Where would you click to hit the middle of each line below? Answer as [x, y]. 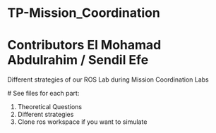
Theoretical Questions [50, 107]
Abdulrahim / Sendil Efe [78, 60]
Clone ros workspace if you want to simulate [82, 122]
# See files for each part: [43, 94]
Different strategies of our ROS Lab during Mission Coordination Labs [108, 80]
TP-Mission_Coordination [84, 13]
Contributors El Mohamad [84, 45]
